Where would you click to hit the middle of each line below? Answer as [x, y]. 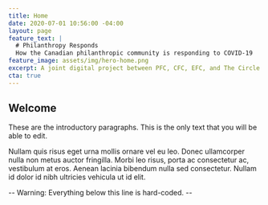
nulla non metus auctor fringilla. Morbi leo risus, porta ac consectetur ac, [129, 160]
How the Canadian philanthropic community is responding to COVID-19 [134, 53]
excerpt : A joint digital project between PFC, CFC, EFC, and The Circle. [136, 68]
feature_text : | [35, 38]
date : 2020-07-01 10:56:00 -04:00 [66, 23]
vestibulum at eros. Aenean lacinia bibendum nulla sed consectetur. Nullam [132, 169]
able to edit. [28, 136]
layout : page [30, 31]
